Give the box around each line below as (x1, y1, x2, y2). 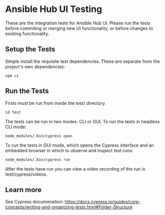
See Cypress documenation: (5, 199, 64, 205)
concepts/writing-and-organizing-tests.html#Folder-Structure (5, 204, 132, 210)
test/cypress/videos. (5, 171, 47, 177)
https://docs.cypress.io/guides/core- (64, 199, 141, 205)
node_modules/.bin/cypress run (5, 157, 70, 162)
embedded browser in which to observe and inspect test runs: (5, 147, 133, 153)
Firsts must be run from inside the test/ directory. (5, 100, 106, 106)
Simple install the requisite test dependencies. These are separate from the (5, 58, 160, 64)
